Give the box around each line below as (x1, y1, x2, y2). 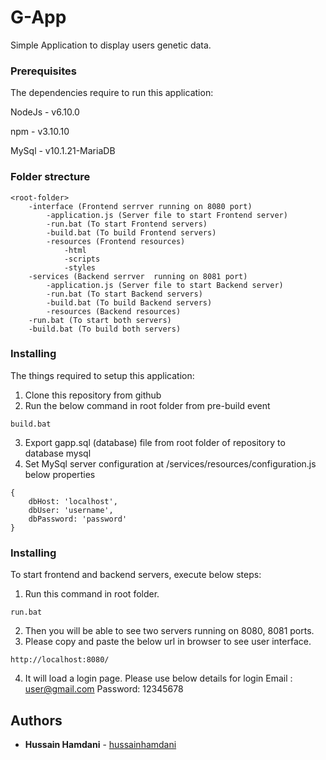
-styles (63, 262, 97, 273)
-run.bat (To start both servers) (28, 315, 172, 325)
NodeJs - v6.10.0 (10, 106, 80, 118)
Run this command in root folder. (24, 588, 160, 600)
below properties (24, 468, 96, 480)
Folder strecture (10, 170, 91, 184)
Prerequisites (10, 64, 77, 78)
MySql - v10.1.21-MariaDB (10, 145, 116, 157)
